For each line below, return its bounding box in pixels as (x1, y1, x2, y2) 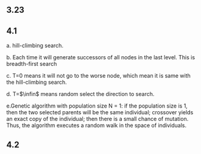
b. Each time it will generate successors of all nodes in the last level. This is (6, 54, 196, 61)
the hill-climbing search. (6, 79, 67, 86)
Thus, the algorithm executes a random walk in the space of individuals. (6, 122, 187, 129)
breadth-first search (6, 61, 57, 68)
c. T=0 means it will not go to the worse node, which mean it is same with (6, 72, 191, 79)
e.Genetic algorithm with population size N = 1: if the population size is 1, (6, 102, 188, 109)
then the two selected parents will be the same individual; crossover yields (6, 109, 194, 116)
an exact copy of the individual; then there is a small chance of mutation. (6, 116, 189, 123)
